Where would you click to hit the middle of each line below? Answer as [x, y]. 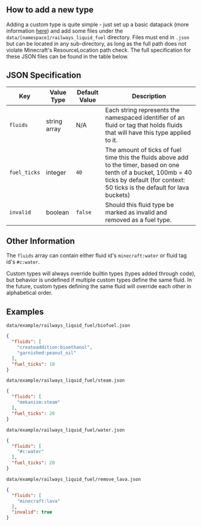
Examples [25, 311]
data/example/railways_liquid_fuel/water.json [66, 430]
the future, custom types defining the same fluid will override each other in [99, 286]
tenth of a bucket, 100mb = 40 [148, 172]
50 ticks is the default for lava [147, 187]
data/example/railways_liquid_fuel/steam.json [66, 381]
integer [56, 172]
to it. [111, 140]
